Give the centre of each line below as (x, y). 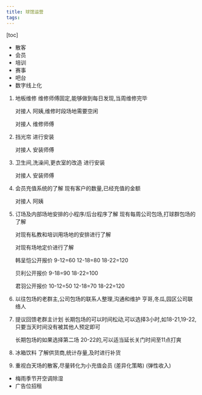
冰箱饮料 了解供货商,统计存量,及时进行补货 (68, 353)
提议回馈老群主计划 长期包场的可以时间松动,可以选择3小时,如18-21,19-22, (106, 319)
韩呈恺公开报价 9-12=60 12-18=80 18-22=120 (72, 260)
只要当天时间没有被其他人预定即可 (58, 327)
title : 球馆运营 (25, 12)
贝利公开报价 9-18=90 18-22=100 (56, 273)
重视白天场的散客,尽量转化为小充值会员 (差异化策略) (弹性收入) (93, 365)
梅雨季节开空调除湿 (39, 378)
